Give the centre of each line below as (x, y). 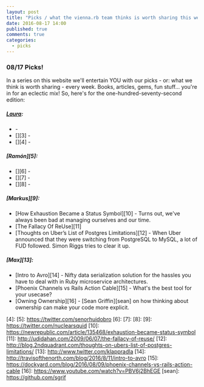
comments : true (25, 35)
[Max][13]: (20, 260)
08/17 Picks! (25, 67)
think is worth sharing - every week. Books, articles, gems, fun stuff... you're (102, 87)
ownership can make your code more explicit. (72, 307)
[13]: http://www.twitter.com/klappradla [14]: (90, 352)
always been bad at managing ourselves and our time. (83, 220)
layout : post (23, 12)
